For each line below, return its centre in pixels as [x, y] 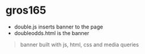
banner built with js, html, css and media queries [79, 45]
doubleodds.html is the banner [52, 33]
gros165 [26, 10]
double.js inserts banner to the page [59, 27]
